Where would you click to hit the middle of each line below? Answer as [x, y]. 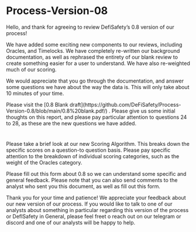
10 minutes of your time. [35, 93]
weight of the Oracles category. [44, 163]
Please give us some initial [143, 111]
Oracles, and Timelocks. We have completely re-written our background [93, 50]
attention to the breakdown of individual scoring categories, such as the [93, 156]
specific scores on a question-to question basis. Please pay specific [88, 150]
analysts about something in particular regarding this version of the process [97, 210]
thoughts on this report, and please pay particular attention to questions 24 [97, 117]
